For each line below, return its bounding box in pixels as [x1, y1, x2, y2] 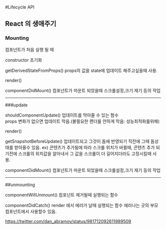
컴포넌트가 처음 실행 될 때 [5, 46, 54, 52]
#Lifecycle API [5, 4, 35, 10]
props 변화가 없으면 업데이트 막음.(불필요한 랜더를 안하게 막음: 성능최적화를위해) [5, 118, 160, 124]
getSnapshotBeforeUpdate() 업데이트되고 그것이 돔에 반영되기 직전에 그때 [5, 138, 150, 144]
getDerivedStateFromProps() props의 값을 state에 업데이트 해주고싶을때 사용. [5, 67, 158, 73]
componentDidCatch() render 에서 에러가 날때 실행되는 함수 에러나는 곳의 [5, 202, 149, 208]
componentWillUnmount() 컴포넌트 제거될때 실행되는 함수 [5, 192, 119, 197]
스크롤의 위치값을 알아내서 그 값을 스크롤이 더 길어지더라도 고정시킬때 [18, 150, 152, 157]
